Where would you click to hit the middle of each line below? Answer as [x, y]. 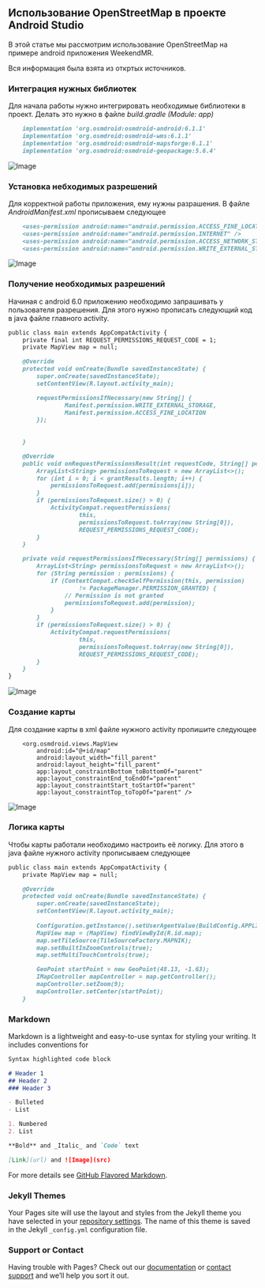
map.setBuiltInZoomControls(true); [95, 948]
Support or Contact [46, 1250]
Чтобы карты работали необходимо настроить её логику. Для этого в [126, 844]
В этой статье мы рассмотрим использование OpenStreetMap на [118, 44]
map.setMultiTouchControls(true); [93, 955]
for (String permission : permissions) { [106, 574]
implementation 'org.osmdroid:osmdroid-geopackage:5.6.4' [119, 151]
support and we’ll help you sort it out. [69, 1275]
